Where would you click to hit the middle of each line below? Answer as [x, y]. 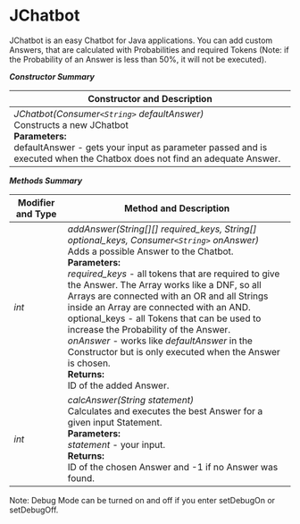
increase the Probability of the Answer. [149, 329]
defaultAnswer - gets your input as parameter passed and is [141, 147]
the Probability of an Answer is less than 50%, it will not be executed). [138, 59]
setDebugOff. [34, 510]
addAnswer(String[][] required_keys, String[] [162, 229]
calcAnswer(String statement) [131, 400]
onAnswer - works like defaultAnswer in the [160, 341]
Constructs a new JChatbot [71, 124]
